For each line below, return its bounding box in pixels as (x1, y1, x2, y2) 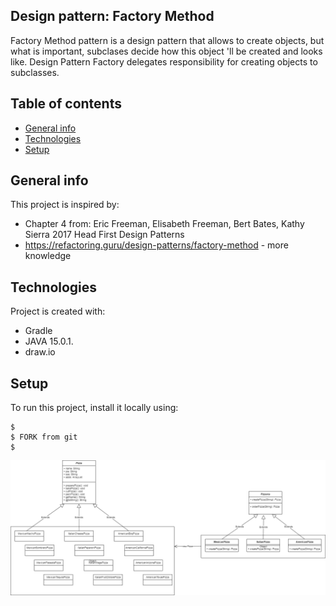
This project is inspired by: (10, 199, 120, 211)
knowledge (24, 250, 72, 262)
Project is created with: (10, 305, 106, 318)
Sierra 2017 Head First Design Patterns (24, 229, 185, 241)
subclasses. (10, 66, 60, 78)
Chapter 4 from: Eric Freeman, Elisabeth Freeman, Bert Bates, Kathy (24, 218, 305, 230)
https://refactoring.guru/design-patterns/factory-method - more (24, 239, 289, 251)
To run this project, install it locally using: (10, 402, 179, 414)
